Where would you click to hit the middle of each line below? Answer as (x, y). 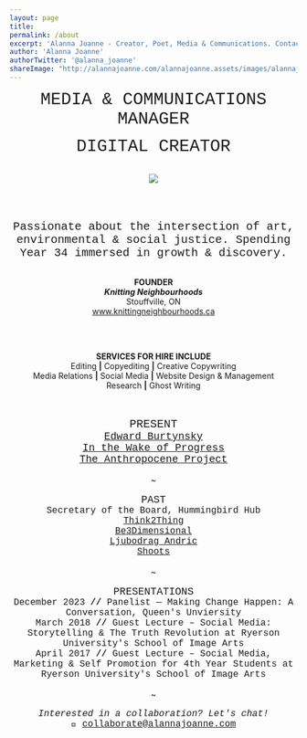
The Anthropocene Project (153, 459)
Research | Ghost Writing (153, 385)
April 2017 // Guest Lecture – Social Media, (153, 654)
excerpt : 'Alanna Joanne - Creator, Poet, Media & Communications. (141, 43)
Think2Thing (153, 521)
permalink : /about (44, 35)
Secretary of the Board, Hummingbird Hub (153, 510)
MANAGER (153, 119)
